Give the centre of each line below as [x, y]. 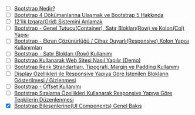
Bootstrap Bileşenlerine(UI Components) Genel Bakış [78, 106]
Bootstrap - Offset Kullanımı [48, 86]
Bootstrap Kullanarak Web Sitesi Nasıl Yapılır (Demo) [77, 60]
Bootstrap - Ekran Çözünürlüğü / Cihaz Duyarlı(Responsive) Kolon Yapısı [101, 41]
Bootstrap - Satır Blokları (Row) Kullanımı [63, 54]
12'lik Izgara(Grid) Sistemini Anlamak [58, 22]
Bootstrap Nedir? [34, 8]
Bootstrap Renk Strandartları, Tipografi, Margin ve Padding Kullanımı [97, 67]
